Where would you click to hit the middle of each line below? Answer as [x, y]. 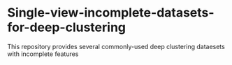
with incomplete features [43, 54]
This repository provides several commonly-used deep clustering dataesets [116, 46]
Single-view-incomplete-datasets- [111, 13]
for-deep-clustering [67, 27]
